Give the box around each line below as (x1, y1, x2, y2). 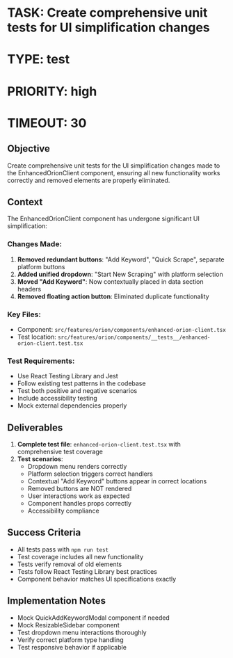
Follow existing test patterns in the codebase (17, 379, 146, 387)
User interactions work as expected (27, 492, 130, 500)
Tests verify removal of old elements (17, 560, 122, 568)
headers (17, 284, 42, 293)
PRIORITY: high (7, 83, 97, 99)
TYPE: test (7, 51, 70, 67)
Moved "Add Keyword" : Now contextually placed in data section (17, 277, 204, 286)
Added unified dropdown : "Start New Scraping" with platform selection (17, 270, 224, 278)
